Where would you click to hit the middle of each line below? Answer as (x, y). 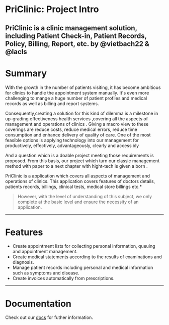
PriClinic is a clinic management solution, (71, 28)
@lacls (16, 52)
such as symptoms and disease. (46, 273)
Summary (26, 73)
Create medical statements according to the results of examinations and (87, 257)
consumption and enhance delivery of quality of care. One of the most (78, 134)
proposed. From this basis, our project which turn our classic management (82, 161)
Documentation (38, 304)
